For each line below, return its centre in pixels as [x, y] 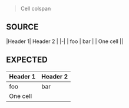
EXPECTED [27, 60]
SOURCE [22, 27]
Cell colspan [36, 9]
